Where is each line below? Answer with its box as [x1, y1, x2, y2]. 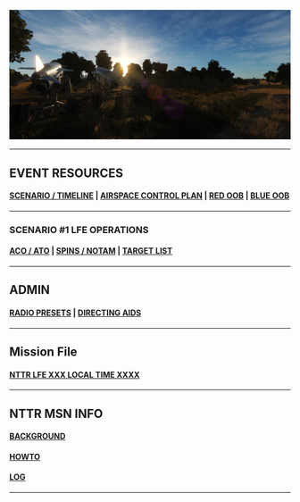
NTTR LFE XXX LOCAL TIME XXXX [9, 369, 140, 380]
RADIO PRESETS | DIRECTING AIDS [9, 307, 142, 318]
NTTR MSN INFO [9, 406, 104, 421]
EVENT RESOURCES [9, 165, 123, 180]
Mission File [9, 345, 78, 360]
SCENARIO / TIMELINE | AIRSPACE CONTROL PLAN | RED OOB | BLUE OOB [9, 190, 290, 201]
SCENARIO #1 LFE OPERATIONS [9, 223, 149, 236]
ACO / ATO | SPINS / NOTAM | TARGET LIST [9, 246, 173, 256]
